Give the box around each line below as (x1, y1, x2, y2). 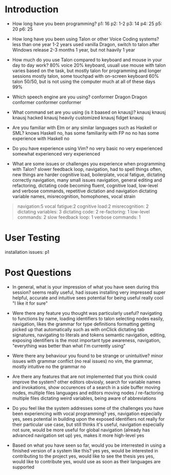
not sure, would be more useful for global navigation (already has (12, 426, 151, 433)
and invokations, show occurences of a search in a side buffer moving (12, 384, 161, 390)
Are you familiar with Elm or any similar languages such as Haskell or (12, 124, 157, 131)
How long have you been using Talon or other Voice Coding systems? (12, 36, 159, 42)
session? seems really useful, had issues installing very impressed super (12, 289, 166, 295)
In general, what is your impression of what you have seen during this (12, 284, 159, 290)
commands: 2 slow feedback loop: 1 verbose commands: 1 (17, 214, 141, 220)
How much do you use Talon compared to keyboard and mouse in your (12, 56, 162, 62)
